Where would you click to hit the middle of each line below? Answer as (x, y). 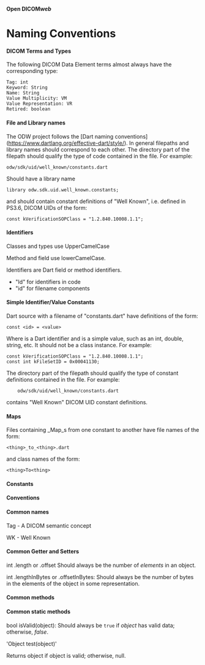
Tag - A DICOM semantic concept (49, 525)
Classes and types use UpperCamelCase (58, 246)
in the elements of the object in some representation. (73, 583)
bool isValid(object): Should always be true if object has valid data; (91, 625)
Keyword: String (27, 88)
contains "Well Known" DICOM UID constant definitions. (77, 402)
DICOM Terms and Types (39, 51)
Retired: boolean (28, 109)
